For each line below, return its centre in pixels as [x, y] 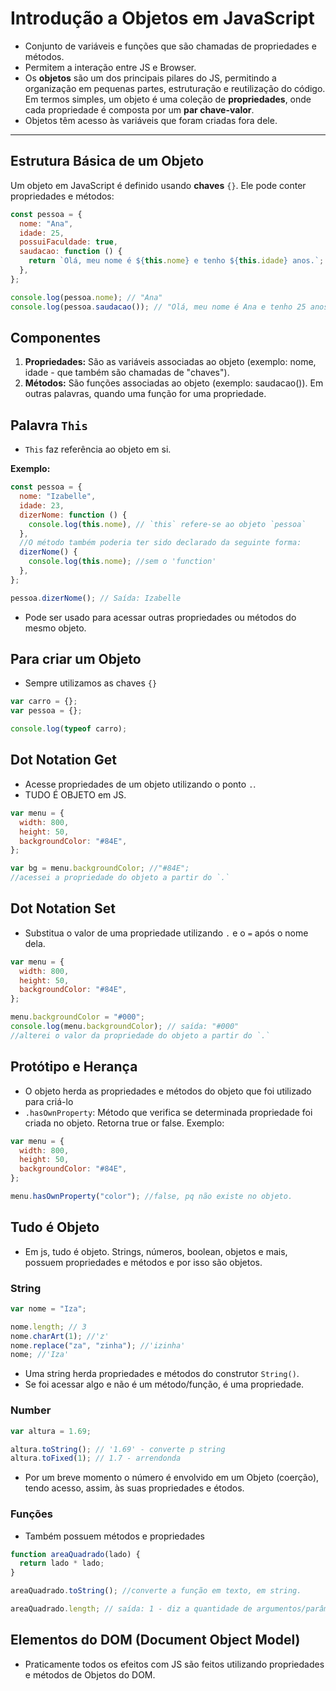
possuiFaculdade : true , [68, 242]
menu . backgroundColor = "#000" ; [77, 1017]
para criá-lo [49, 1101]
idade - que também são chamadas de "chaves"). [127, 373]
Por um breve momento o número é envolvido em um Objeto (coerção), [172, 1478]
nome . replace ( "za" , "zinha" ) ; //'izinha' [98, 1345]
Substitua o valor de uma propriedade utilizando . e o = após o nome [166, 933]
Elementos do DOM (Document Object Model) [155, 1640]
